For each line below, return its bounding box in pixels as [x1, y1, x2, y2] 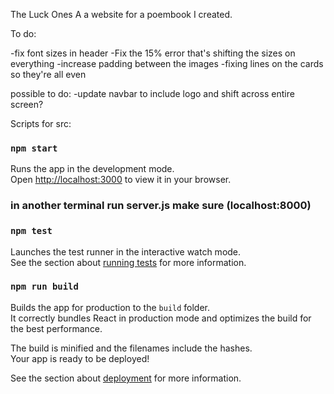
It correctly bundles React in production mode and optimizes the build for [10, 312, 312, 324]
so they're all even [10, 69, 87, 80]
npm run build [10, 281, 79, 293]
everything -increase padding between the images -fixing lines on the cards [10, 58, 324, 69]
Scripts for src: [10, 118, 72, 129]
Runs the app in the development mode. [10, 163, 175, 175]
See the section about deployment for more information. [10, 372, 242, 384]
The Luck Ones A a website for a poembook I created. [10, 9, 233, 20]
